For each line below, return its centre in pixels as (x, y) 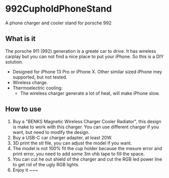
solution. (14, 62)
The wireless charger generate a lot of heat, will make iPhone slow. (90, 93)
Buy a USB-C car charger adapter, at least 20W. (62, 137)
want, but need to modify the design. (51, 132)
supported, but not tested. (40, 77)
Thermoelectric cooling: (37, 88)
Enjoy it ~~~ (25, 170)
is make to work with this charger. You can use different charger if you (86, 127)
